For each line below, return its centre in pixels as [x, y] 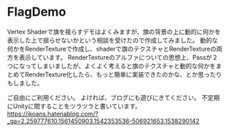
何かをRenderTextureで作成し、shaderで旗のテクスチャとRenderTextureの [112, 49]
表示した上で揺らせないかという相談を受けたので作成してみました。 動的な [113, 40]
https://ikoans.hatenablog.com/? [53, 114]
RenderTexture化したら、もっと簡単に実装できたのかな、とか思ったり [123, 74]
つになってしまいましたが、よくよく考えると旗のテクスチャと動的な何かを [112, 66]
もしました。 [25, 83]
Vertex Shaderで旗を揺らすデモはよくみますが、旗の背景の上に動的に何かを [114, 31]
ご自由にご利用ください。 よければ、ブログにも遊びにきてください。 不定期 [113, 97]
